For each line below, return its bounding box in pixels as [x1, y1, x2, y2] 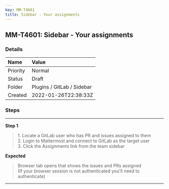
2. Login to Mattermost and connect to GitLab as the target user [17, 138, 150, 144]
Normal [32, 67, 49, 74]
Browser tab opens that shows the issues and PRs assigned [17, 163, 142, 169]
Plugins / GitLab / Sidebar [32, 83, 92, 90]
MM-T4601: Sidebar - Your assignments [5, 31, 133, 39]
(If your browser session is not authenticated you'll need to [17, 168, 140, 174]
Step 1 [5, 123, 19, 129]
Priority [8, 67, 25, 74]
